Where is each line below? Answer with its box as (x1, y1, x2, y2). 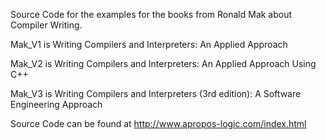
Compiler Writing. (10, 19, 83, 31)
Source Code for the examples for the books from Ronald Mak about (10, 9, 293, 20)
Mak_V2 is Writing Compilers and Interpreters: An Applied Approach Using (10, 58, 317, 69)
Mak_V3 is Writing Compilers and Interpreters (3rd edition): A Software (10, 88, 302, 99)
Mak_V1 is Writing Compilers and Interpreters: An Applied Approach (10, 39, 288, 50)
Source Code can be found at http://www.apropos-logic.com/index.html (10, 118, 307, 129)
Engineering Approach (10, 99, 103, 110)
